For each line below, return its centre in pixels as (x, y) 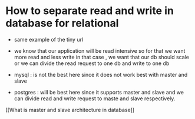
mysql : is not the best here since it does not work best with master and (101, 74)
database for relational (62, 23)
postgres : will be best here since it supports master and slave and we (99, 92)
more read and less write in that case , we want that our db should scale (102, 57)
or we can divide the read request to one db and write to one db (92, 63)
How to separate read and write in (90, 11)
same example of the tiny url (49, 39)
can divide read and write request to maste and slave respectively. (95, 98)
